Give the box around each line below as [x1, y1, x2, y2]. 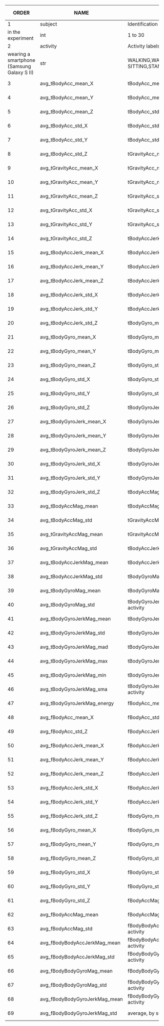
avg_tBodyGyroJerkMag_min [40, 672, 106, 678]
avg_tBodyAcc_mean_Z [40, 108, 94, 115]
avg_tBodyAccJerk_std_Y [40, 306, 98, 312]
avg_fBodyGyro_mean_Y [40, 841, 97, 847]
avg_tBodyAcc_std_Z [40, 150, 88, 157]
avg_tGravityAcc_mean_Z [40, 193, 98, 199]
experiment [7, 35, 34, 41]
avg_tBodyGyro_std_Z [40, 404, 90, 411]
